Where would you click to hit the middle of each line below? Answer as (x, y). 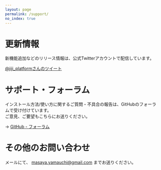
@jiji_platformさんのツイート (33, 69)
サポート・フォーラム (48, 90)
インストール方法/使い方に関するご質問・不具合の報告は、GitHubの (72, 104)
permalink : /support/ (27, 14)
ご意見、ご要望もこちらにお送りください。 (48, 116)
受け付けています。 (32, 110)
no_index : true (20, 18)
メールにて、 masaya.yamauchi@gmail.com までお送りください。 (71, 162)
